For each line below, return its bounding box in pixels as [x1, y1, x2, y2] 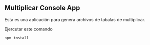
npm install [4, 35, 29, 40]
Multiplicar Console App [4, 4, 80, 12]
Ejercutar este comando [4, 26, 53, 32]
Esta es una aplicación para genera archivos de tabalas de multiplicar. [4, 16, 145, 22]
